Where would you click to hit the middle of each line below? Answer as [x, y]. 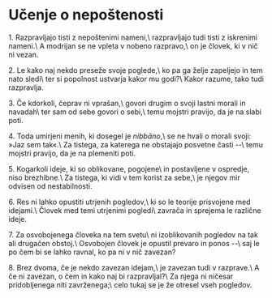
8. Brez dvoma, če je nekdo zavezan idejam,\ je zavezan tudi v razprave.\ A [134, 267]
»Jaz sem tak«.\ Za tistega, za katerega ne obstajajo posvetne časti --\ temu [136, 144]
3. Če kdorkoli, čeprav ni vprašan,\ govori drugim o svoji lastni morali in [127, 103]
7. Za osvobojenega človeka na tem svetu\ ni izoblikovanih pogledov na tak [133, 234]
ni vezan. [24, 54]
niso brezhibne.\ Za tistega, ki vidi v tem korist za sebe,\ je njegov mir [125, 177]
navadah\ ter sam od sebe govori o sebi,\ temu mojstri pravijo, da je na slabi [135, 112]
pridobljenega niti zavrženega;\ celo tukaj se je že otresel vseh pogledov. [130, 284]
